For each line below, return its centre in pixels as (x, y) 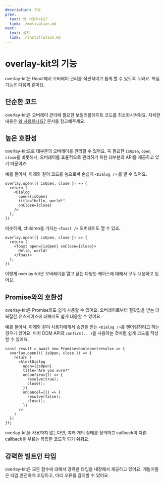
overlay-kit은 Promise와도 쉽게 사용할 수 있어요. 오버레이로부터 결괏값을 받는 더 (82, 310)
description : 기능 (23, 10)
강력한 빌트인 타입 (31, 456)
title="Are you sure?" (46, 371)
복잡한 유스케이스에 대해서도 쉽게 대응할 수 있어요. (54, 316)
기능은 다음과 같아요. (25, 85)
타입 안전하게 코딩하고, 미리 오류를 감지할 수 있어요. (60, 476)
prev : (11, 14)
